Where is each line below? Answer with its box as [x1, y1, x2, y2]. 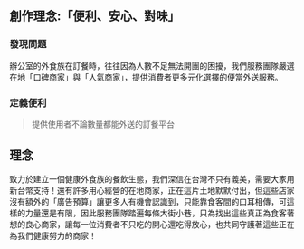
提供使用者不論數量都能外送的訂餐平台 [31, 119, 175, 129]
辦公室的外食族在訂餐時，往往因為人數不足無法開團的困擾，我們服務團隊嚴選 [9, 60, 295, 71]
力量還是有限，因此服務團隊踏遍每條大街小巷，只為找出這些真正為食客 [24, 207, 287, 218]
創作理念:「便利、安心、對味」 [9, 8, 181, 24]
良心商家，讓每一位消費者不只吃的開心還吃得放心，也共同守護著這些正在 [24, 218, 295, 229]
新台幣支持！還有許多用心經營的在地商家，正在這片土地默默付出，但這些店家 [9, 185, 295, 196]
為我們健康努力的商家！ [9, 230, 97, 241]
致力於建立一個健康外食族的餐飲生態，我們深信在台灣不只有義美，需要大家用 [9, 173, 295, 184]
